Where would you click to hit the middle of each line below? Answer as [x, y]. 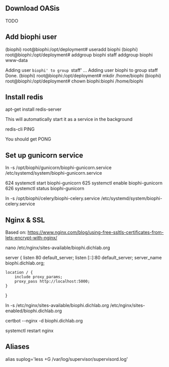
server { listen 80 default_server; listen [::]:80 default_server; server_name [83, 258]
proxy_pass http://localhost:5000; [52, 281]
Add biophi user [31, 37]
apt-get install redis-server [33, 109]
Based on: [16, 232]
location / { [19, 273]
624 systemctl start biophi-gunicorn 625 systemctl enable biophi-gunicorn [84, 183]
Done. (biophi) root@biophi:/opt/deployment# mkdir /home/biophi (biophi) [83, 75]
